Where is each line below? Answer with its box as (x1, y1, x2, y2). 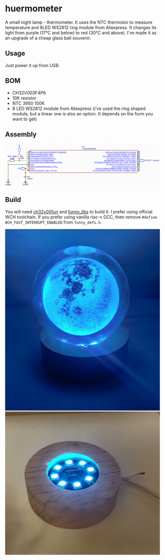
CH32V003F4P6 (12, 90, 46, 96)
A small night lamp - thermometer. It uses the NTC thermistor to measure (5, 19, 153, 25)
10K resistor (12, 95, 37, 101)
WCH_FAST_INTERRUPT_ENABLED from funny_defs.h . (5, 219, 102, 225)
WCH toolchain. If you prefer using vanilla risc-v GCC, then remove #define (5, 214, 158, 220)
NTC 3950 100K (12, 100, 45, 106)
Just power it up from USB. (5, 62, 60, 68)
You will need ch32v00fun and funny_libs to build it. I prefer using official (5, 209, 153, 214)
